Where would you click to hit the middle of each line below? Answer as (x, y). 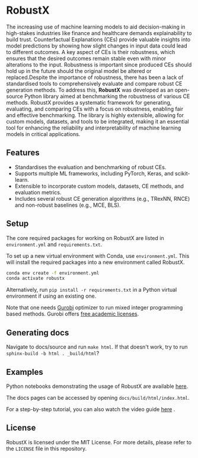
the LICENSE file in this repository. (47, 448)
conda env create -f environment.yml (53, 273)
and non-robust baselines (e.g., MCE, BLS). (68, 205)
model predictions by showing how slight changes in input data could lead (97, 46)
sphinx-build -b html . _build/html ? (53, 353)
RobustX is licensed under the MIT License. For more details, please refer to (99, 442)
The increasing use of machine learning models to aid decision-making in (96, 27)
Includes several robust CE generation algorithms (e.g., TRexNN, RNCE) (102, 198)
